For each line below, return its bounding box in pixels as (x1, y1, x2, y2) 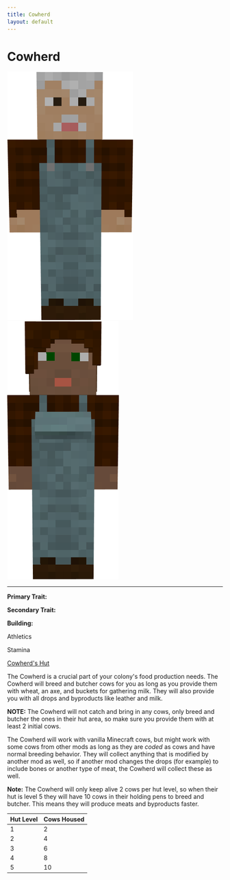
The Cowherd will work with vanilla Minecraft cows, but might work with (7, 735, 210, 744)
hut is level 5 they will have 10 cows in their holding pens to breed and (7, 793, 204, 801)
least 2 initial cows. (7, 722, 62, 730)
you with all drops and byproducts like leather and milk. (7, 694, 163, 703)
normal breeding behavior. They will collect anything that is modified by (7, 750, 209, 759)
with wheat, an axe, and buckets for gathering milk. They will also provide (7, 687, 214, 695)
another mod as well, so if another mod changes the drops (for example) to (7, 757, 219, 765)
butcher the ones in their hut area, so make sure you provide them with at (7, 715, 214, 723)
